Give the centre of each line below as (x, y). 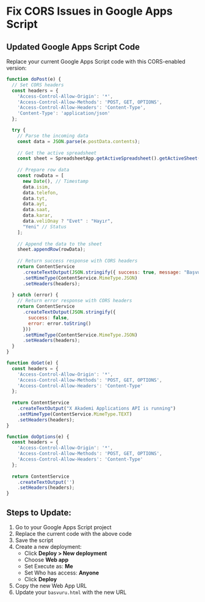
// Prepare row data (43, 170)
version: (16, 68)
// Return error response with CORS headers (75, 301)
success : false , (49, 318)
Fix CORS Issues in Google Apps (89, 11)
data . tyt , (35, 198)
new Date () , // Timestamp (55, 181)
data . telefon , (41, 193)
